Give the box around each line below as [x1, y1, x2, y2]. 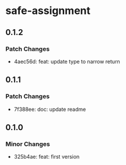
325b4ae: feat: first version [13, 153, 80, 160]
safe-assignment [5, 4, 91, 17]
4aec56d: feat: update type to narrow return [13, 58, 120, 65]
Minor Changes [5, 140, 50, 148]
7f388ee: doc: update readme [13, 106, 86, 113]
